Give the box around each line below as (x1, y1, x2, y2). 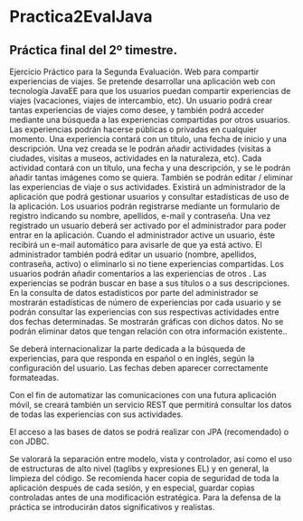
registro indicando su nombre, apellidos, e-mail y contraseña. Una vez (9, 211, 271, 221)
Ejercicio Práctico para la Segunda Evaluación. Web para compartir (9, 66, 260, 77)
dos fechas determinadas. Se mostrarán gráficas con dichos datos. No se (9, 317, 284, 327)
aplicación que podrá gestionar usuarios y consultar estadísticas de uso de (9, 192, 289, 202)
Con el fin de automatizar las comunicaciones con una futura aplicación (9, 390, 277, 400)
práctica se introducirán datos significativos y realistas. (9, 502, 215, 512)
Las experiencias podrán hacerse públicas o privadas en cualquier (9, 124, 258, 135)
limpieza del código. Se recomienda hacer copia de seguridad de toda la (9, 473, 279, 483)
